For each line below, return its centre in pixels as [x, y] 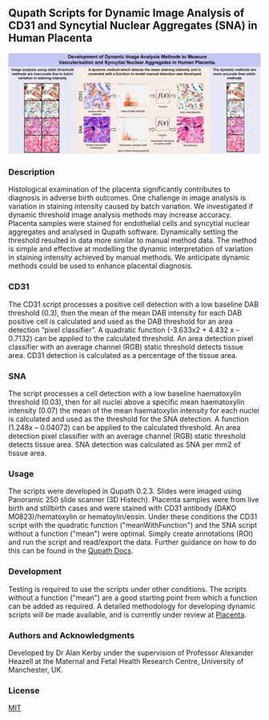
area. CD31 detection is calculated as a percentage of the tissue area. [123, 355]
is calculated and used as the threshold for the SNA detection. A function [129, 419]
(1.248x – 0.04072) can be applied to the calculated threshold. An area [124, 427]
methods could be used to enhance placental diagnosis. [101, 266]
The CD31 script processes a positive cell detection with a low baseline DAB [133, 304]
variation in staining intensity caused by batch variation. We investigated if [131, 207]
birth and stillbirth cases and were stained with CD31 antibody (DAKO [122, 509]
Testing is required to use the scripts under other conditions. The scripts [127, 589]
